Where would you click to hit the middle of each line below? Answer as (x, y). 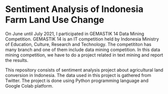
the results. (17, 60)
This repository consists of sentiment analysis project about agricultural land (84, 70)
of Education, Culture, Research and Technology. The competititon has (78, 44)
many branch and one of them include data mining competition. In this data (83, 49)
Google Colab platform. (29, 85)
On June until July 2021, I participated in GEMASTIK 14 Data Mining (75, 33)
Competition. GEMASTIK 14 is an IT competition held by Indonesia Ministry (82, 39)
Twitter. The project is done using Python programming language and (77, 80)
